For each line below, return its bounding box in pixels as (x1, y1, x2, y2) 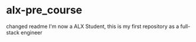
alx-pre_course (6, 3, 83, 17)
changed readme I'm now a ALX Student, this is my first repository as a (6, 23, 179, 30)
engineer (20, 29, 43, 36)
